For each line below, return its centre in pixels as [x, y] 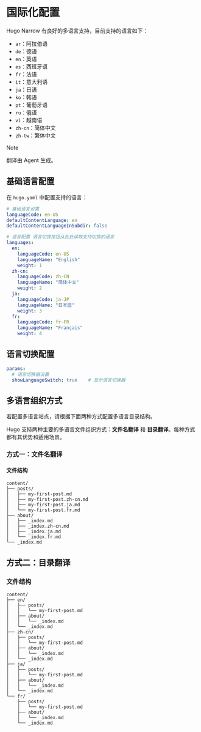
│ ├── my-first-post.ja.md [43, 505]
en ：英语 [26, 59]
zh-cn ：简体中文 [35, 128]
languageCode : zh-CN [43, 277]
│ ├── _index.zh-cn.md [38, 527]
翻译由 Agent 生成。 [31, 160]
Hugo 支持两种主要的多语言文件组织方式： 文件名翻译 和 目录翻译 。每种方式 [101, 429]
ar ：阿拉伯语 [31, 43]
